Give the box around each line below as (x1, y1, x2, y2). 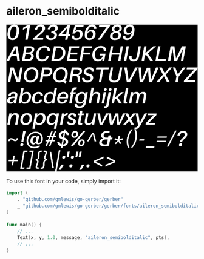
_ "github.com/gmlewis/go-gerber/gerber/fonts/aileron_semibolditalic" (17, 203, 202, 209)
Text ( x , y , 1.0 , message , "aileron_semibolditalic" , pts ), (17, 235, 170, 241)
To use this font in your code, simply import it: (6, 177, 121, 185)
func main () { (6, 222, 42, 228)
